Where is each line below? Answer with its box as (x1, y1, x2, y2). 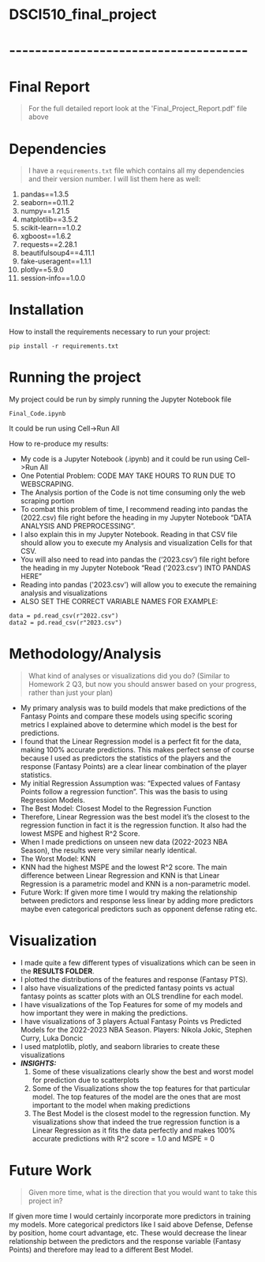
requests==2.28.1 (20, 240, 77, 249)
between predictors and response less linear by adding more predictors (20, 896, 254, 905)
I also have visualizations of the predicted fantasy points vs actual (20, 984, 235, 992)
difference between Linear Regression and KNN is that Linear (20, 871, 220, 880)
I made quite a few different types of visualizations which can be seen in (20, 958, 256, 967)
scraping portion (20, 496, 75, 506)
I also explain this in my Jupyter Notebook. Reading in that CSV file (20, 530, 237, 540)
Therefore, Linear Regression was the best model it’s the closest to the (20, 812, 251, 822)
